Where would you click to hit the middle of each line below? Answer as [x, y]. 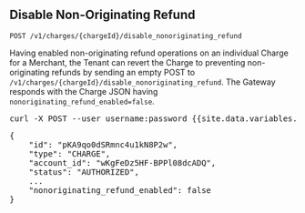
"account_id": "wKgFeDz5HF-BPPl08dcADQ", [122, 162]
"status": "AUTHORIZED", [84, 172]
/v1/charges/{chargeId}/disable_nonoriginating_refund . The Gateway [142, 82]
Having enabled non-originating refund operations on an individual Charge [149, 53]
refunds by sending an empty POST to [123, 72]
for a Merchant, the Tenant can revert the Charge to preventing [127, 62]
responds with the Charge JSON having [84, 91]
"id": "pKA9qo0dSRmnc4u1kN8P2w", [103, 144]
